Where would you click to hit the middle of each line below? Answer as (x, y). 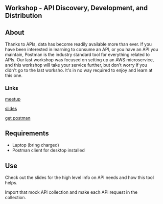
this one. (14, 76)
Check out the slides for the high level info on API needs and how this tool (80, 178)
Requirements (27, 133)
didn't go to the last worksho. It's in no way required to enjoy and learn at (79, 70)
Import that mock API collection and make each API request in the (71, 192)
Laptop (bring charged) (36, 145)
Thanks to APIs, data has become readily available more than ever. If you (79, 44)
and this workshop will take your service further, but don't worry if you (76, 65)
